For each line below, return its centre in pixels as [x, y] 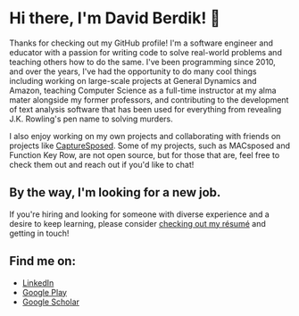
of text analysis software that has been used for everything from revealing [145, 109]
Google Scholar [51, 302]
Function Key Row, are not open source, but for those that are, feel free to [145, 154]
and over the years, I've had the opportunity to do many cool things [133, 71]
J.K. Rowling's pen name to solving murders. [91, 119]
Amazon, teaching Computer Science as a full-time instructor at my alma [143, 90]
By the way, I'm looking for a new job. [115, 192]
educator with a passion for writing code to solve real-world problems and [146, 52]
